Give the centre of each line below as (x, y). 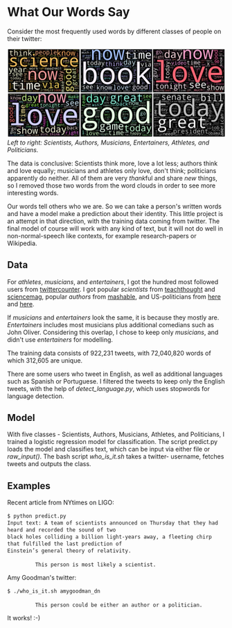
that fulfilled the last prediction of (65, 544)
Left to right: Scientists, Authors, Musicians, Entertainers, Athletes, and (108, 142)
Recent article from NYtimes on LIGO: (61, 503)
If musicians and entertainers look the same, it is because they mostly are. (113, 317)
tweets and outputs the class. (49, 464)
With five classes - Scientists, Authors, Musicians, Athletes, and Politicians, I (116, 434)
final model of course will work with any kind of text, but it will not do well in (115, 228)
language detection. (36, 396)
